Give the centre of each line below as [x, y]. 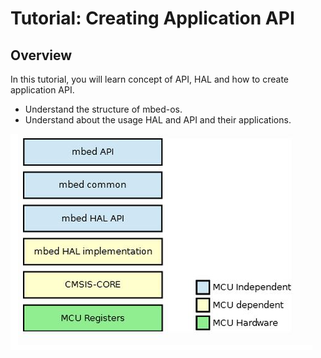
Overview [41, 55]
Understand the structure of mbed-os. [103, 109]
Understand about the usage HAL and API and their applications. [158, 120]
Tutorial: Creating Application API [152, 18]
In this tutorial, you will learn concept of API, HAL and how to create [149, 79]
